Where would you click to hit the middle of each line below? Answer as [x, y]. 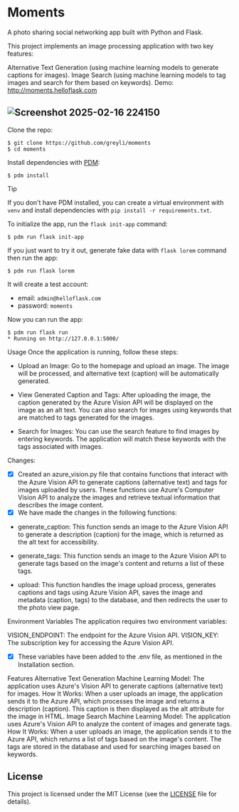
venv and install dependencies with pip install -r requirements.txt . [110, 210]
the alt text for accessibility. [58, 542]
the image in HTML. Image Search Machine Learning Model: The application [119, 716]
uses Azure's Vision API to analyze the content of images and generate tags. [119, 724]
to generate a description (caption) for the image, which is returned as [121, 534]
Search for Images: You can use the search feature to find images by [118, 431]
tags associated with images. [60, 446]
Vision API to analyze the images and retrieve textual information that [119, 497]
